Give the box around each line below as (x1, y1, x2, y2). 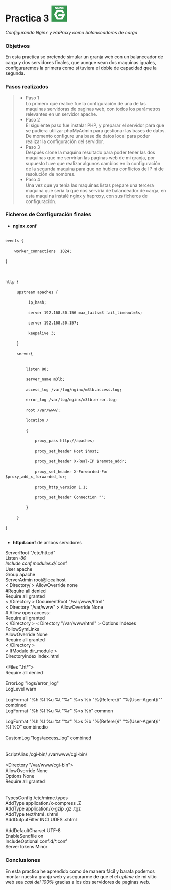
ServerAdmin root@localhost (5, 577, 66, 583)
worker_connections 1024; (14, 249, 72, 254)
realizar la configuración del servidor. (25, 138, 104, 145)
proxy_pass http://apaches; (35, 438, 95, 443)
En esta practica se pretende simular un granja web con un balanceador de (5, 54, 163, 60)
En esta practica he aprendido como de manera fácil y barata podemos (5, 868, 155, 874)
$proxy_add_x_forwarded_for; (5, 474, 67, 479)
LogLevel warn (5, 685, 37, 692)
